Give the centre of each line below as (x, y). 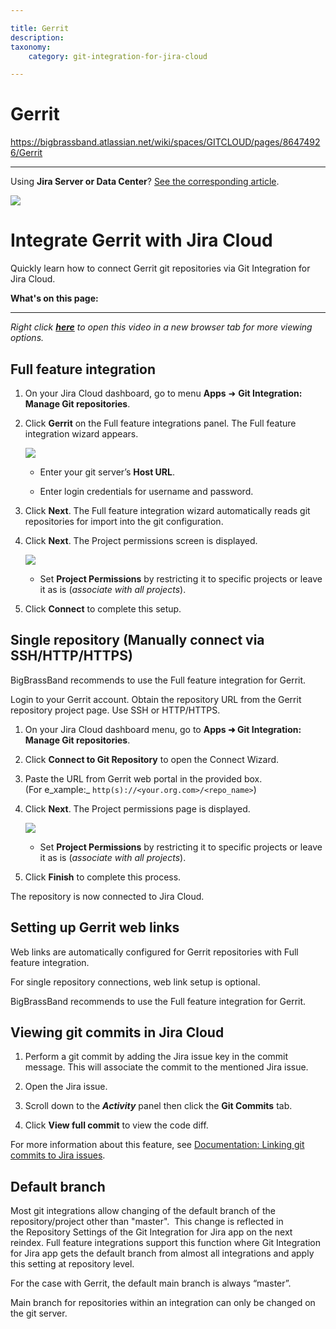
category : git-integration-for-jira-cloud (118, 56)
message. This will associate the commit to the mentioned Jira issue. (166, 1067)
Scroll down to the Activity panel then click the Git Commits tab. (158, 1106)
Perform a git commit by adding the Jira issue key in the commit (156, 1057)
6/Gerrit (26, 153)
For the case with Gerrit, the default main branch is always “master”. (151, 1283)
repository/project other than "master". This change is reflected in (147, 1222)
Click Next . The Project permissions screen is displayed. (141, 540)
